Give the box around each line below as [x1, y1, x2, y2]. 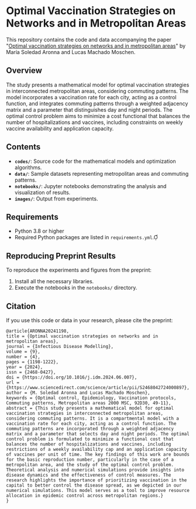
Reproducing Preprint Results [6, 251, 116, 261]
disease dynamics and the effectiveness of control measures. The [6, 472, 171, 478]
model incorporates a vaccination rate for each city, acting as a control [6, 93, 177, 101]
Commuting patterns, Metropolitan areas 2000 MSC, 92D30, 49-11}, [6, 400, 171, 406]
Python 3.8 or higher [14, 227, 64, 235]
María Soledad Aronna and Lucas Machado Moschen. [6, 48, 136, 55]
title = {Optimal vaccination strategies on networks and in [6, 333, 159, 339]
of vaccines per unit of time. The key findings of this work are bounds [6, 451, 190, 457]
